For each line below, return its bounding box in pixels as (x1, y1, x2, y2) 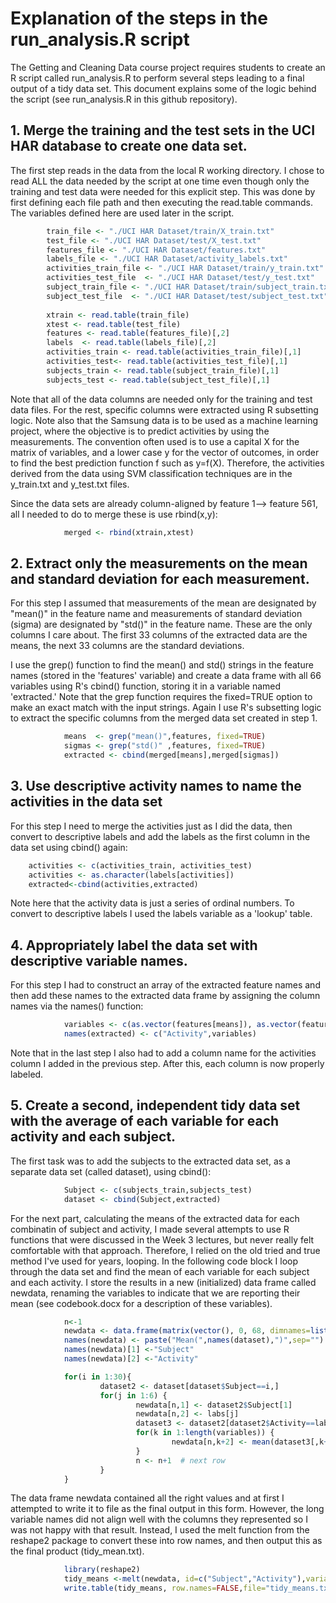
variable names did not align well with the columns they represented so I (10, 1513, 308, 1526)
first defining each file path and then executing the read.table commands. (10, 196, 313, 208)
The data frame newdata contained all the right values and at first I (10, 1492, 285, 1504)
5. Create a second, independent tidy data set (10, 1097, 301, 1114)
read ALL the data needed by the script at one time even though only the (10, 175, 310, 187)
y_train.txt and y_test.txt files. (10, 478, 130, 490)
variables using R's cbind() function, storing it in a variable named (10, 680, 282, 692)
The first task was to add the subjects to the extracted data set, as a (10, 1155, 291, 1167)
